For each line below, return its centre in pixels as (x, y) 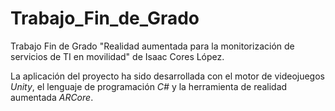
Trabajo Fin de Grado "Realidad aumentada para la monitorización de (152, 46)
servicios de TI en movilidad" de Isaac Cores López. (117, 56)
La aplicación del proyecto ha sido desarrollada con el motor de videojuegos (167, 76)
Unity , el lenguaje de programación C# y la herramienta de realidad (149, 86)
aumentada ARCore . (52, 97)
